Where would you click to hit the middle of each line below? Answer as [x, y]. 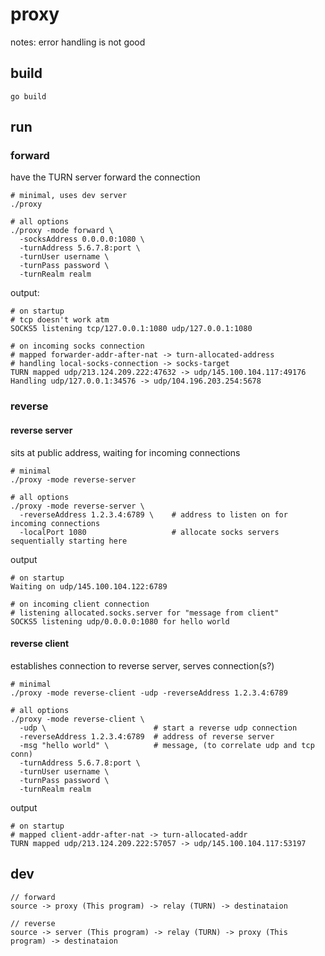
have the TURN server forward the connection [105, 177]
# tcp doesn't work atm [60, 320]
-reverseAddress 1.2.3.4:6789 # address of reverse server [147, 736]
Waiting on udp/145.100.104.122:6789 [89, 586]
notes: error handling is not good [78, 42]
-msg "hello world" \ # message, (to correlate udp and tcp [167, 745]
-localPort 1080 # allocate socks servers [149, 532]
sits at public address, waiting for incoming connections [125, 452]
